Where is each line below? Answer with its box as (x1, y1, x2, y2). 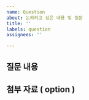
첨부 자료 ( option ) (6, 84, 75, 94)
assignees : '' (6, 32, 43, 38)
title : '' (6, 20, 32, 26)
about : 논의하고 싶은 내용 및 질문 (6, 15, 83, 21)
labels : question (6, 26, 51, 33)
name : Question (6, 9, 45, 15)
